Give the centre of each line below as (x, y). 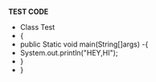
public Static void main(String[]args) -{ (84, 44)
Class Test (37, 27)
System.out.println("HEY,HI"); (69, 53)
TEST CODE (29, 12)
